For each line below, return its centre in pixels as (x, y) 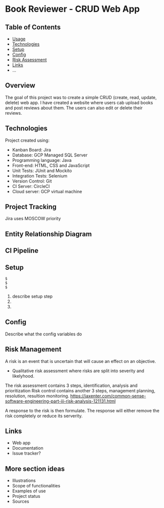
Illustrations (24, 481)
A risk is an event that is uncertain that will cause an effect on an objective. (81, 361)
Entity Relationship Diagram (48, 234)
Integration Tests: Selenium (40, 176)
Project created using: (27, 140)
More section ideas (35, 469)
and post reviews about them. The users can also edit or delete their (74, 108)
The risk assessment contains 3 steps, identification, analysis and (71, 385)
